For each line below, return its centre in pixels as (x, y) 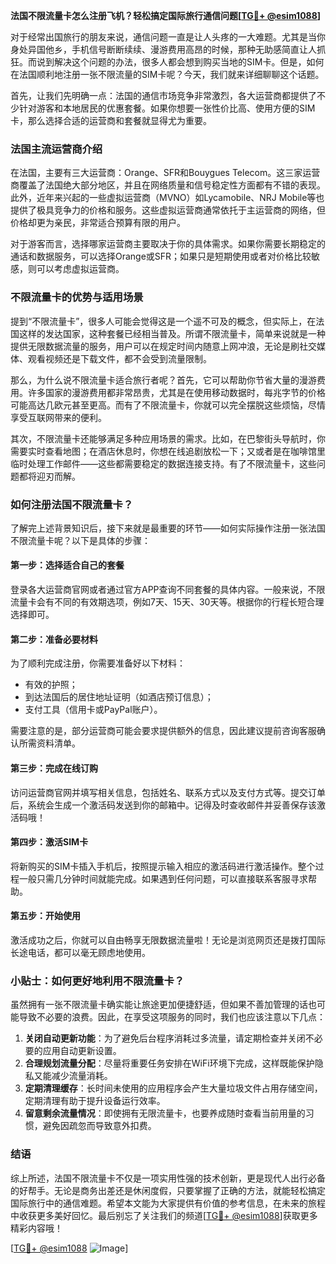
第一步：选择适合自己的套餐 (67, 565)
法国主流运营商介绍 (56, 149)
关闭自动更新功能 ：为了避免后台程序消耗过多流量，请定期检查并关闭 (165, 1038)
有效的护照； (51, 685)
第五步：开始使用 (45, 916)
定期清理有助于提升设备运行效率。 (95, 1101)
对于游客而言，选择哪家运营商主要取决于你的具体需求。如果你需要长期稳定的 (168, 244)
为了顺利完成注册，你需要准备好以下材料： (98, 663)
